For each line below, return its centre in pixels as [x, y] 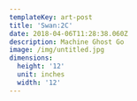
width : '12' [39, 83]
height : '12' [41, 67]
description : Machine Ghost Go [67, 42]
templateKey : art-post [51, 17]
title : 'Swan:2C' [41, 25]
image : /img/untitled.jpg [57, 50]
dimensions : [31, 58]
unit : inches [41, 75]
